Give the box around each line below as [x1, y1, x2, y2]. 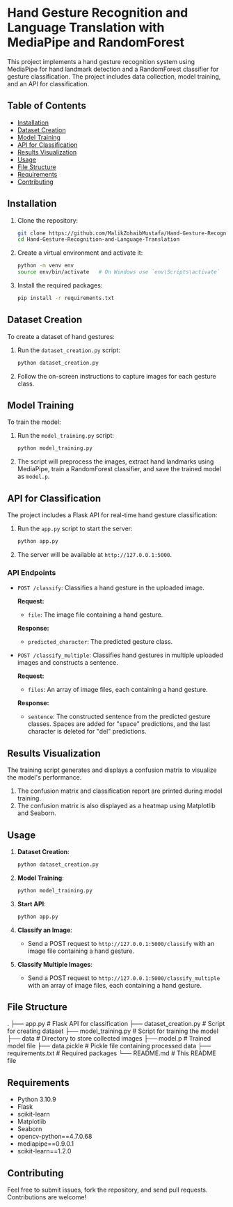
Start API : [17, 899, 47, 908]
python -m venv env [17, 262, 74, 269]
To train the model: [7, 418, 61, 426]
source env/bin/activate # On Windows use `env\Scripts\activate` [17, 269, 220, 276]
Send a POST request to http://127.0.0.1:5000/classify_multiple [27, 973, 220, 982]
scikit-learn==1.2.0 [17, 1147, 72, 1155]
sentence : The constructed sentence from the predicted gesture [27, 712, 211, 721]
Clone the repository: [17, 216, 79, 224]
